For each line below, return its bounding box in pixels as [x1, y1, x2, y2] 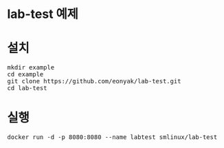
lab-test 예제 [7, 6, 79, 22]
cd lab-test [7, 84, 47, 92]
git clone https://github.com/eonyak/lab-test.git [7, 77, 181, 85]
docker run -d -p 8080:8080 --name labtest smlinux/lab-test [7, 134, 218, 141]
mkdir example [7, 63, 55, 72]
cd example [7, 70, 44, 78]
